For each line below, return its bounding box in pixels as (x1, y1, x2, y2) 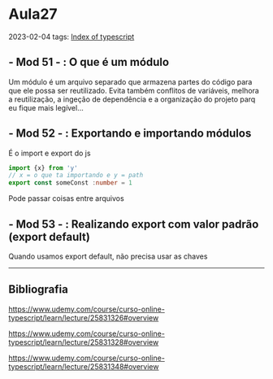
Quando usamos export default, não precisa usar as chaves (8, 251, 208, 261)
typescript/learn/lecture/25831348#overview (8, 361, 159, 371)
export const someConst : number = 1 (8, 179, 132, 187)
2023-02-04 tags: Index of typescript (8, 32, 135, 41)
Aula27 (8, 5, 58, 24)
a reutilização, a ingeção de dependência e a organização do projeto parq (8, 94, 256, 104)
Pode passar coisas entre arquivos (8, 194, 124, 203)
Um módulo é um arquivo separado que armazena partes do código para (8, 76, 253, 86)
